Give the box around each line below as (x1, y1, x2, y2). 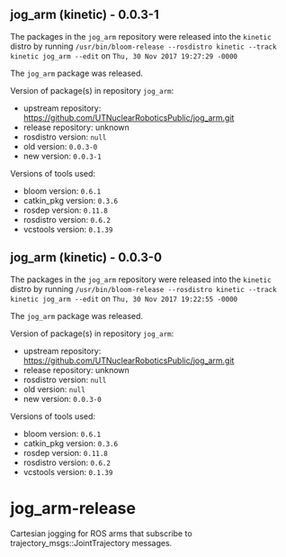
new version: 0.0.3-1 (22, 151, 102, 161)
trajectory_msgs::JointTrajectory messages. (10, 537, 173, 548)
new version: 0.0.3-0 (22, 393, 102, 404)
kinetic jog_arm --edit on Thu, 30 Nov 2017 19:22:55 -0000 (10, 293, 237, 304)
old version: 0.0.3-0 (22, 141, 98, 151)
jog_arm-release (10, 498, 136, 518)
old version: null (22, 383, 86, 395)
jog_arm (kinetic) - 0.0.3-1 (10, 7, 160, 23)
